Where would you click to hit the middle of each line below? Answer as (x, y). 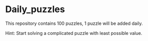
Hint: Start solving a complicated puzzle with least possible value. (74, 33)
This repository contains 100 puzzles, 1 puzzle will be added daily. (74, 23)
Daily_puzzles (35, 9)
